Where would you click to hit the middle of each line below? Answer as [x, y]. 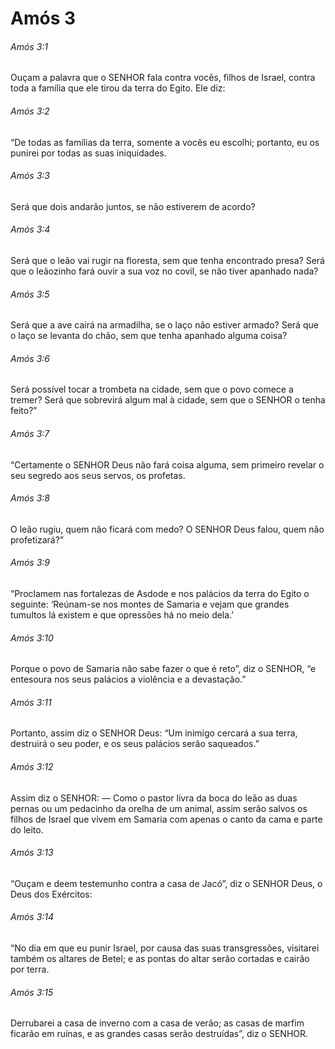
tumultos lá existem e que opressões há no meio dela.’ [122, 615]
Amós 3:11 [31, 702]
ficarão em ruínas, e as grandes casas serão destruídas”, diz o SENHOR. [159, 1034]
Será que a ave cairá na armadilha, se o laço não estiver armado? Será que [164, 325]
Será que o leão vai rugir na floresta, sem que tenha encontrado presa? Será [167, 260]
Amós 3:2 [30, 111]
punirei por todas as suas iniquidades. [88, 153]
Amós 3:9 [30, 563]
